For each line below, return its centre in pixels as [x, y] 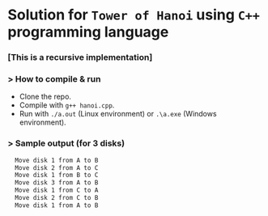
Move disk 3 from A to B [57, 183]
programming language [88, 32]
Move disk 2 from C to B [57, 198]
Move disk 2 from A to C [57, 167]
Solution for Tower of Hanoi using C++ [134, 15]
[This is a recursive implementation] [80, 57]
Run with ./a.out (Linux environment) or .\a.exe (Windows [118, 114]
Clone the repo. [45, 97]
